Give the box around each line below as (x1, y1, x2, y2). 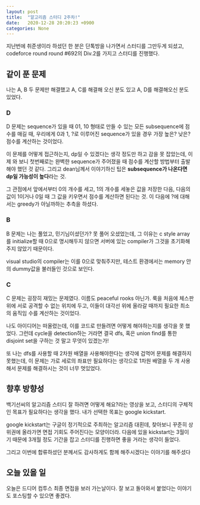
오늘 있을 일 (6, 467, 46, 478)
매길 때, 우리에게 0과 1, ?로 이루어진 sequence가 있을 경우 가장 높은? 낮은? (17, 131, 191, 138)
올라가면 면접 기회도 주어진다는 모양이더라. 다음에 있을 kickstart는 (21, 428, 175, 435)
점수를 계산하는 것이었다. (6, 138, 64, 145)
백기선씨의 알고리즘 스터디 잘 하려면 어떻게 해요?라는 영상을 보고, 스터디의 (6, 401, 177, 408)
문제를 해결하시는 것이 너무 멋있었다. (17, 364, 102, 371)
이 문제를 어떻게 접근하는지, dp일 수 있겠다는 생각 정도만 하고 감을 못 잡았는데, (6, 150, 187, 158)
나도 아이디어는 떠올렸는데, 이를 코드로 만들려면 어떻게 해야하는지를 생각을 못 (6, 322, 185, 329)
